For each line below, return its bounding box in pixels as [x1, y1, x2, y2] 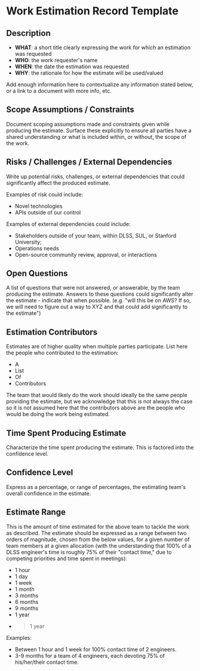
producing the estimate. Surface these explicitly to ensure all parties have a [6, 127, 192, 134]
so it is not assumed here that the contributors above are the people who [6, 404, 186, 411]
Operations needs [14, 244, 59, 252]
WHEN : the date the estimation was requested [14, 63, 130, 70]
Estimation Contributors [6, 327, 98, 337]
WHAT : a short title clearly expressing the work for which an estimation [14, 44, 191, 51]
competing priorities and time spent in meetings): [6, 555, 127, 562]
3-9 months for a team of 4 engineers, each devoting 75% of [14, 652, 165, 659]
